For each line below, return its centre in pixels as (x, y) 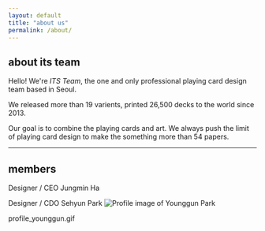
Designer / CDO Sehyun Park (55, 203)
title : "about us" (38, 23)
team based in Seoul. (43, 89)
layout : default (35, 15)
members (32, 169)
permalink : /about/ (40, 30)
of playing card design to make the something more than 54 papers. (119, 137)
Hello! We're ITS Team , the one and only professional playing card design (127, 81)
